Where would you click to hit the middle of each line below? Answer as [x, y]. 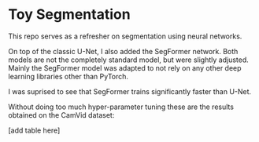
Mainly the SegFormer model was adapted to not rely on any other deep [125, 67]
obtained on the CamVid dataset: [61, 115]
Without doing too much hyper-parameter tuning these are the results [121, 107]
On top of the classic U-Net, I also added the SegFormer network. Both [123, 51]
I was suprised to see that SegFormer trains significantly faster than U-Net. [130, 91]
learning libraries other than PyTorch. [68, 76]
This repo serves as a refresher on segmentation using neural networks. [125, 36]
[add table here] [34, 130]
